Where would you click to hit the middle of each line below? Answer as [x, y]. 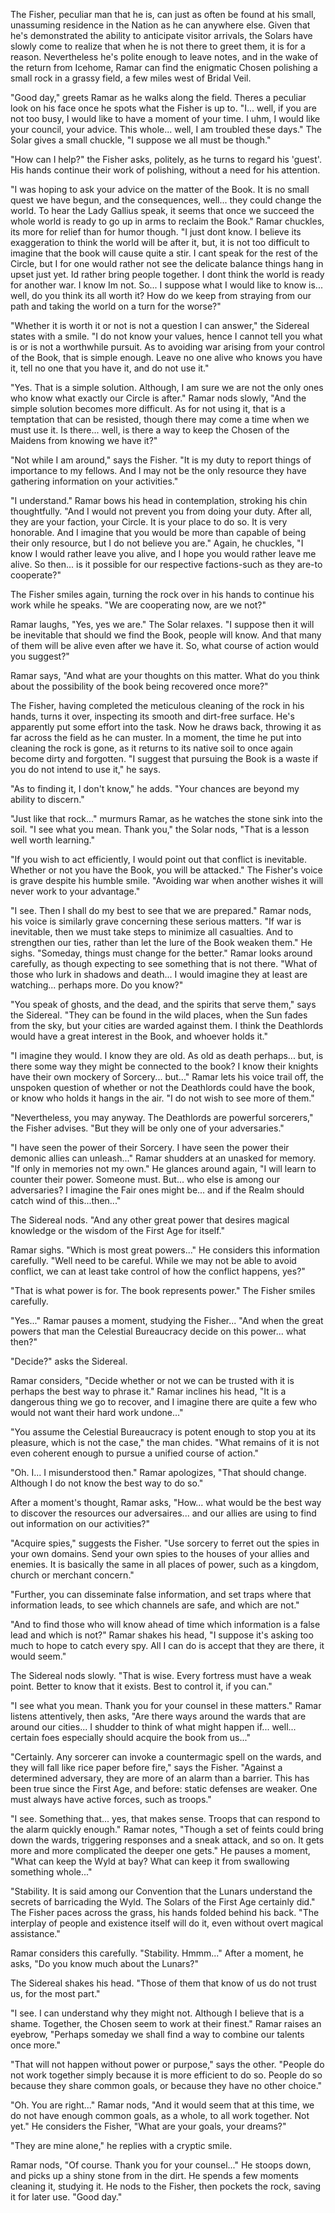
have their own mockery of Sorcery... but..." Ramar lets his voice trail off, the [167, 1077]
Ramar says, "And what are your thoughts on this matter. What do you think [165, 675]
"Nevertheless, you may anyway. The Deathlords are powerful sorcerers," [162, 1117]
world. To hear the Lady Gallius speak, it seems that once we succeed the [162, 210]
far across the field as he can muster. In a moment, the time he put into [156, 737]
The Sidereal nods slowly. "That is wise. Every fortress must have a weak [161, 1675]
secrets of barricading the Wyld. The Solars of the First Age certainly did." [163, 1902]
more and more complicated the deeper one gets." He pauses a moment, [160, 1850]
